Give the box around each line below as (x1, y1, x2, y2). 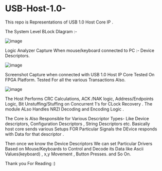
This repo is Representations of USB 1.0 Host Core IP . (5, 19, 113, 25)
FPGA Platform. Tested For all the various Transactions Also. (5, 77, 126, 83)
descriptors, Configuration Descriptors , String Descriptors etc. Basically (5, 121, 150, 127)
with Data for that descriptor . (5, 131, 64, 137)
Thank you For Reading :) (5, 160, 56, 166)
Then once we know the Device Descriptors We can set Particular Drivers (5, 140, 152, 147)
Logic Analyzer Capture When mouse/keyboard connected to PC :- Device (5, 47, 155, 53)
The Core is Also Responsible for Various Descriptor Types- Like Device (5, 115, 149, 121)
